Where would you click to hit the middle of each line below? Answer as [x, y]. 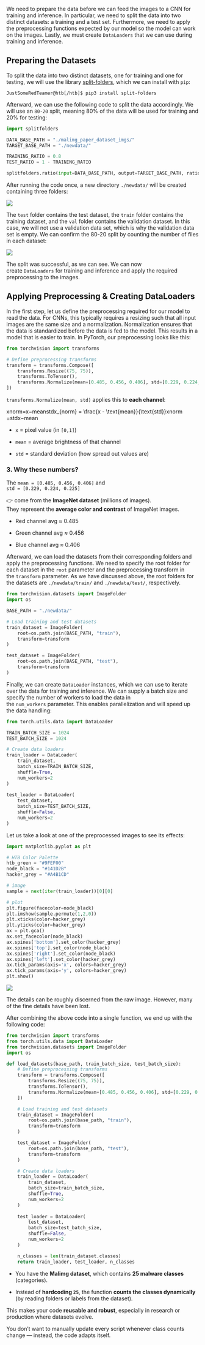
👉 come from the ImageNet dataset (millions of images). [79, 500]
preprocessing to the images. [43, 277]
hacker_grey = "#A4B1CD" [38, 875]
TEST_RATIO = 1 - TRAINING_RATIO [49, 162]
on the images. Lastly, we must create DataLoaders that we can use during [99, 35]
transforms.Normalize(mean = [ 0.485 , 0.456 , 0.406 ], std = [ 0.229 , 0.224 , [109, 382]
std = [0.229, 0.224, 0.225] [43, 489]
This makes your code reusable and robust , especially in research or [93, 1310]
